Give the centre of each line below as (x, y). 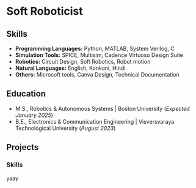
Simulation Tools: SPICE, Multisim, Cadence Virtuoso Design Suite (99, 55)
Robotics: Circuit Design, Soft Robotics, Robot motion (83, 62)
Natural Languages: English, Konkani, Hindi (70, 68)
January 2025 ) (34, 115)
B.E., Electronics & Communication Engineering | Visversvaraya (95, 121)
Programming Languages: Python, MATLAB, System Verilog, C (95, 48)
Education (26, 94)
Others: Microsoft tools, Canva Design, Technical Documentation (97, 74)
